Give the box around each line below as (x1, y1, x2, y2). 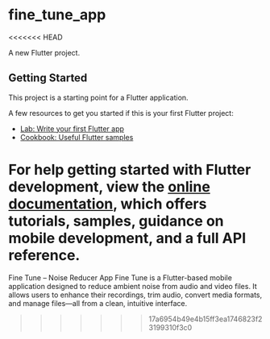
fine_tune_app (8, 6, 106, 24)
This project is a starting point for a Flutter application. (8, 93, 189, 102)
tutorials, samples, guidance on (8, 212, 224, 230)
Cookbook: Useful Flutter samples (19, 132, 134, 142)
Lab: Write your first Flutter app (19, 123, 125, 134)
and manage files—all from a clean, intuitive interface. (8, 298, 188, 308)
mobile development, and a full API (8, 229, 247, 247)
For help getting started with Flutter (8, 160, 251, 179)
